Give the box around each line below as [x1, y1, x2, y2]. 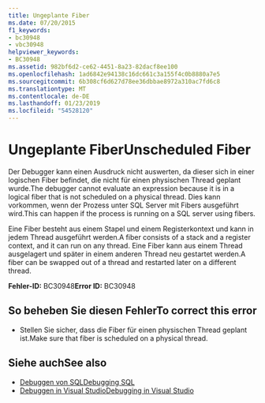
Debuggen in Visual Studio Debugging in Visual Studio [19, 386, 195, 395]
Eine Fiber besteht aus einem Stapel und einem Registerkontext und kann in [8, 224, 254, 233]
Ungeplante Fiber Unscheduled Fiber [8, 141, 251, 159]
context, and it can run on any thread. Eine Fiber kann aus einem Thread [8, 241, 243, 250]
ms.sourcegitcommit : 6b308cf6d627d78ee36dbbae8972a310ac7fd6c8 [8, 77, 221, 85]
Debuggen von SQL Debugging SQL [19, 377, 136, 386]
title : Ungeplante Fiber [8, 11, 90, 20]
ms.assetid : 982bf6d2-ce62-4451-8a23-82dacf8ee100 [8, 63, 178, 71]
